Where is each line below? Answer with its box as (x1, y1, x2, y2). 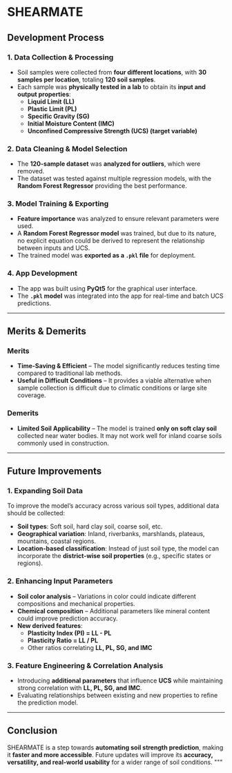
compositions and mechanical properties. (17, 599, 136, 608)
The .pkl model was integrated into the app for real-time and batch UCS (17, 292, 224, 300)
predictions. (17, 298, 52, 307)
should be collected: (7, 509, 66, 517)
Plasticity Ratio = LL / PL (27, 636, 99, 645)
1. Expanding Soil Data (7, 486, 83, 496)
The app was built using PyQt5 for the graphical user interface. (17, 284, 197, 292)
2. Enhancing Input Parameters (7, 576, 113, 586)
